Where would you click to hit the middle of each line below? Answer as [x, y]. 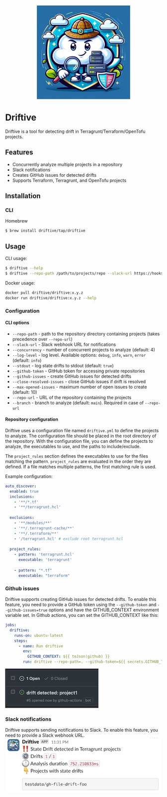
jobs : [11, 625]
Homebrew [17, 221]
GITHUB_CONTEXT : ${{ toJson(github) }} [69, 657]
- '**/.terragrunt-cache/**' [44, 528]
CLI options [17, 323]
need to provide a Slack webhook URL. [45, 735]
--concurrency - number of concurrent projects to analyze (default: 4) [84, 349]
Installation [23, 196]
